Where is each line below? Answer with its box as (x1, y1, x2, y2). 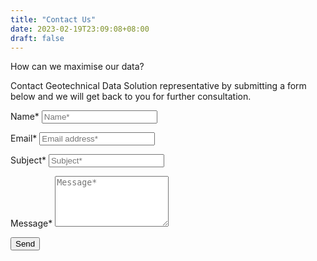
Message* (10, 217, 53, 230)
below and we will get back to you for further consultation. (10, 91, 252, 103)
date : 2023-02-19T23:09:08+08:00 (10, 24, 150, 34)
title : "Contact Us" (10, 14, 97, 25)
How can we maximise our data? (10, 61, 145, 73)
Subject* (10, 154, 47, 166)
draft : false (10, 33, 65, 43)
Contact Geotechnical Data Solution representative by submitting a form (10, 80, 307, 92)
